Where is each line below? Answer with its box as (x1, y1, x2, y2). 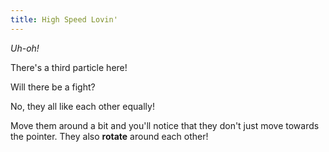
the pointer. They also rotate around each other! (10, 130, 209, 142)
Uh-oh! (10, 42, 40, 54)
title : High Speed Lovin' (10, 14, 118, 25)
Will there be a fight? (10, 81, 96, 93)
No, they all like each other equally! (10, 100, 155, 112)
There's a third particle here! (10, 61, 128, 73)
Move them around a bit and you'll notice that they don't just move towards (10, 119, 320, 131)
